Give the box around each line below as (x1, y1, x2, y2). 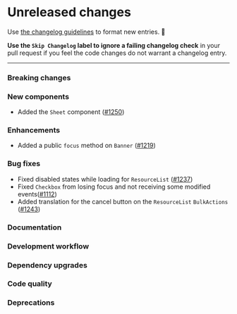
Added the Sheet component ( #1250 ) (17, 108, 125, 116)
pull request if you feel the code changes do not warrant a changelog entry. (7, 49, 227, 57)
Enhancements (7, 125, 61, 135)
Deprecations (7, 298, 55, 308)
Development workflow (7, 241, 90, 251)
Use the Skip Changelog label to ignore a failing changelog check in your (7, 41, 221, 49)
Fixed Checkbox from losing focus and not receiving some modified (17, 182, 211, 191)
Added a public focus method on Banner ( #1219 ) (17, 142, 157, 150)
